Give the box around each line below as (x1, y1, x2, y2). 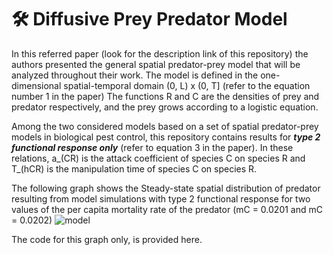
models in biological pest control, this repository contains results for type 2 (11, 131, 321, 143)
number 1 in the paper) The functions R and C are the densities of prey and (11, 90, 320, 102)
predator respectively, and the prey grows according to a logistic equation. (11, 101, 319, 113)
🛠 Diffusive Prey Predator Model (11, 8, 288, 31)
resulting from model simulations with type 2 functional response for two (11, 192, 311, 205)
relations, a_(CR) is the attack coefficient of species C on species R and (11, 152, 306, 164)
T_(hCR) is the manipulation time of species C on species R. (11, 162, 258, 175)
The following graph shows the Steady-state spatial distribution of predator (11, 182, 321, 194)
